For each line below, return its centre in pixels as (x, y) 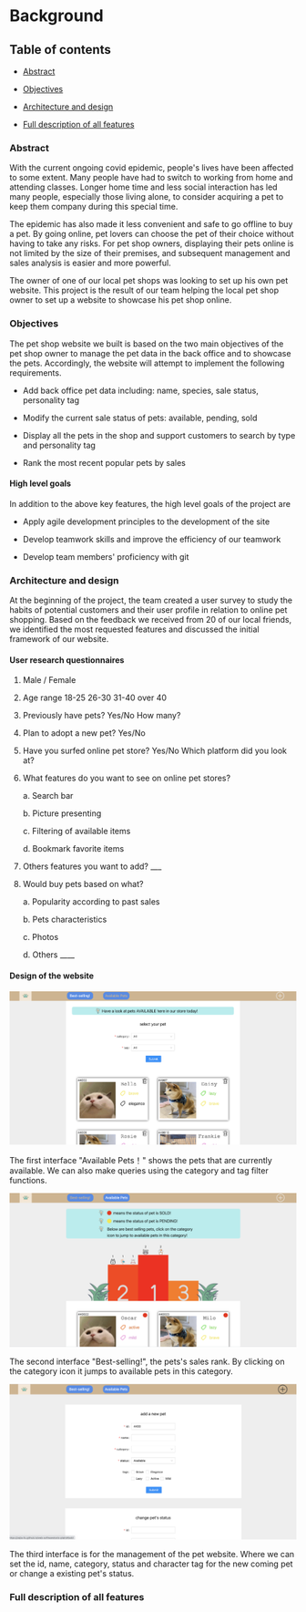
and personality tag (59, 445)
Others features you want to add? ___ (92, 866)
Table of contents (60, 50)
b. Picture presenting (62, 813)
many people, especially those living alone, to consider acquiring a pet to (147, 197)
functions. (28, 1180)
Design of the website (51, 976)
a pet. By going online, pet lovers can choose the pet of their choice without (152, 234)
